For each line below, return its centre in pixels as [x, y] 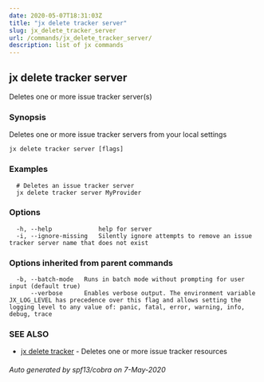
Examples [29, 170]
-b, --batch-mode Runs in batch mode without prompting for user [131, 279]
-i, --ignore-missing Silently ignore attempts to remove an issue [134, 236]
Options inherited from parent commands [91, 263]
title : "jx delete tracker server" [68, 23]
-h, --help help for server [84, 229]
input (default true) [45, 286]
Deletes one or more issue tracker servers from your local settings [118, 134]
